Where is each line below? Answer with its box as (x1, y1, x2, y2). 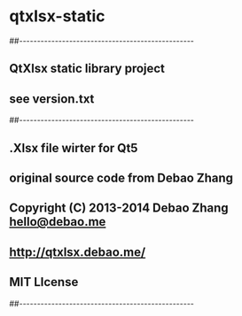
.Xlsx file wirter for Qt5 (9, 140, 138, 156)
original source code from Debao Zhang (9, 170, 233, 185)
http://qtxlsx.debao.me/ (9, 244, 146, 259)
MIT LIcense (9, 274, 79, 289)
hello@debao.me (9, 214, 106, 229)
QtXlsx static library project (9, 61, 166, 76)
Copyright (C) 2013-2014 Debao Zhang (9, 201, 229, 216)
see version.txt (9, 91, 95, 106)
